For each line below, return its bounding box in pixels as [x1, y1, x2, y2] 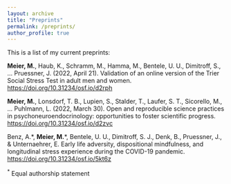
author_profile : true [7, 29, 70, 37]
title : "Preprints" [7, 17, 64, 24]
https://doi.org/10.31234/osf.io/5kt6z [7, 155, 112, 163]
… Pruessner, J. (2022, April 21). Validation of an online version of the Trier [7, 69, 220, 77]
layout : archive [7, 10, 54, 17]
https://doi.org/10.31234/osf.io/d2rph [7, 84, 113, 92]
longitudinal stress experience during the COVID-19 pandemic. [7, 147, 185, 156]
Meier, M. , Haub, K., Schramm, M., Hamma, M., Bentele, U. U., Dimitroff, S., [7, 62, 221, 70]
